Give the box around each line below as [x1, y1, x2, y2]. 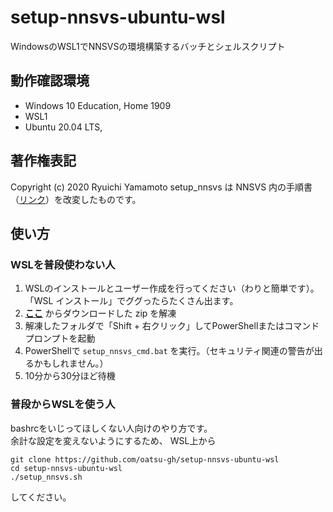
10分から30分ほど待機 [24, 370, 116, 382]
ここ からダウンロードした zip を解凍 [24, 307, 177, 320]
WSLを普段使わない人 [10, 257, 116, 271]
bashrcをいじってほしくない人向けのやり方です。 [10, 422, 213, 434]
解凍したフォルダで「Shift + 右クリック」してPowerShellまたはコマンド [24, 320, 320, 332]
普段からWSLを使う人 [10, 397, 116, 411]
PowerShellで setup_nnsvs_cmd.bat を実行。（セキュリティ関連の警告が [24, 345, 315, 357]
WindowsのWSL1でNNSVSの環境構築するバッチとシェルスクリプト [10, 40, 286, 52]
